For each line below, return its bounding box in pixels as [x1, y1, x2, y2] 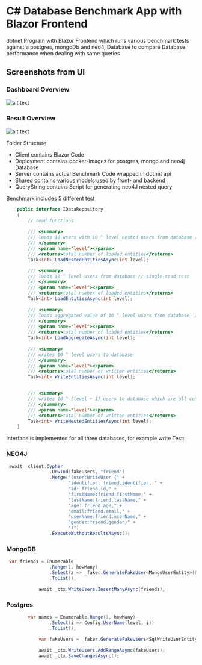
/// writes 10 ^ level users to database [28, 351, 133, 358]
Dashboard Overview [6, 86, 70, 94]
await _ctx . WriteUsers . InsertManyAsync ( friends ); [38, 586, 165, 592]
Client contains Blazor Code [14, 151, 84, 158]
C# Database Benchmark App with [6, 4, 182, 18]
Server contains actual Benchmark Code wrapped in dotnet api [14, 170, 171, 177]
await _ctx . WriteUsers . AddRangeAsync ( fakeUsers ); [38, 648, 165, 654]
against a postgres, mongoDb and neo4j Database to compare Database [6, 43, 186, 51]
